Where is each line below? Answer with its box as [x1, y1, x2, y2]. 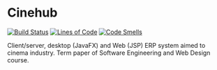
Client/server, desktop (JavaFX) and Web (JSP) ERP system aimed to [7, 41, 206, 49]
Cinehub [7, 5, 58, 21]
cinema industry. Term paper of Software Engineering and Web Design [7, 49, 211, 57]
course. [7, 55, 29, 64]
